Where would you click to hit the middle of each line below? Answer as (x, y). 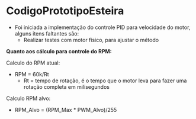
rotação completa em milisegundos (66, 86)
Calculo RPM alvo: (28, 98)
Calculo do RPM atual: (33, 63)
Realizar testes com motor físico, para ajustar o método (91, 40)
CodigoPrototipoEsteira (65, 11)
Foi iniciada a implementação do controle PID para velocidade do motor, (102, 27)
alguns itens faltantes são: (46, 33)
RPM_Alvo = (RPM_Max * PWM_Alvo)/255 (66, 110)
